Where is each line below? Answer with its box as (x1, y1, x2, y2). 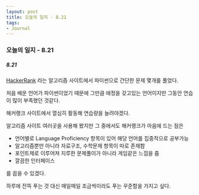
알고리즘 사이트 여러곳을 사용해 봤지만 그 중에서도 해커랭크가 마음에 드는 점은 (6, 122, 184, 130)
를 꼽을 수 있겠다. (6, 170, 46, 177)
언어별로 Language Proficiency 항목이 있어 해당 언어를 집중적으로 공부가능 (14, 135, 189, 142)
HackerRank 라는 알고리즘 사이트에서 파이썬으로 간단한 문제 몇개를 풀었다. (6, 77, 179, 84)
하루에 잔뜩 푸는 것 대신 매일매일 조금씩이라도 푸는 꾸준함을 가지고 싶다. (6, 183, 171, 190)
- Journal (6, 25, 31, 32)
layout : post (6, 8, 39, 15)
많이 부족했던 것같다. (12, 97, 61, 104)
